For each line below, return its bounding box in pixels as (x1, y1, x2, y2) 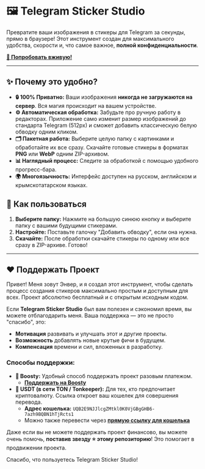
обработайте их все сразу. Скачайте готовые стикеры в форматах (15, 143, 189, 151)
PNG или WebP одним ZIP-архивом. (15, 150, 110, 157)
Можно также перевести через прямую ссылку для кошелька (24, 417, 190, 424)
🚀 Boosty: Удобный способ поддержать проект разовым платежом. (15, 372, 193, 379)
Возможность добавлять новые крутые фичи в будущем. (15, 337, 166, 344)
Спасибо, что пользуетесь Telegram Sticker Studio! (6, 456, 138, 463)
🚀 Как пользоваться (6, 199, 87, 210)
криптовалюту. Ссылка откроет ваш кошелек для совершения (15, 392, 179, 399)
